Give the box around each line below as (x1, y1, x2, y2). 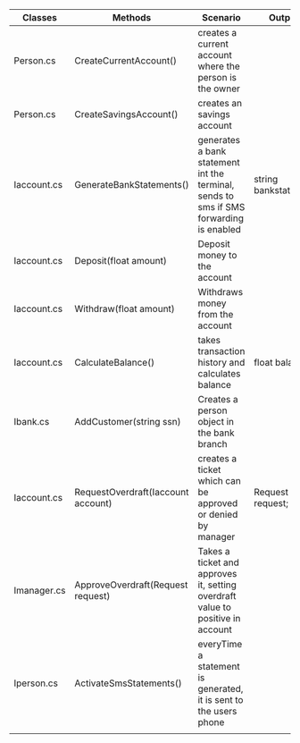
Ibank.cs (13, 416, 50, 427)
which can (197, 475, 241, 486)
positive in (197, 612, 241, 624)
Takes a (197, 545, 230, 557)
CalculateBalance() (74, 357, 154, 368)
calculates (197, 367, 241, 379)
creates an (197, 97, 243, 109)
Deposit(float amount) (74, 255, 167, 266)
